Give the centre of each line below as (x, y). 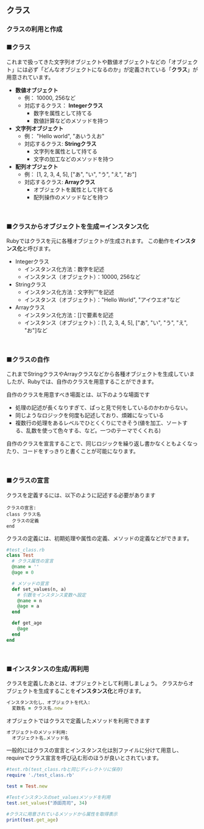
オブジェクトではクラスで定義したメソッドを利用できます (78, 721)
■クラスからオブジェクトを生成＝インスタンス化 (78, 226)
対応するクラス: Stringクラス (60, 143)
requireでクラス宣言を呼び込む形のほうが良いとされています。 (84, 758)
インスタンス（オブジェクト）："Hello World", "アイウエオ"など (102, 299)
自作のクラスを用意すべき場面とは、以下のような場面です (78, 395)
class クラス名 (24, 514)
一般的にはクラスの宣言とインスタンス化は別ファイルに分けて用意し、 (94, 750)
